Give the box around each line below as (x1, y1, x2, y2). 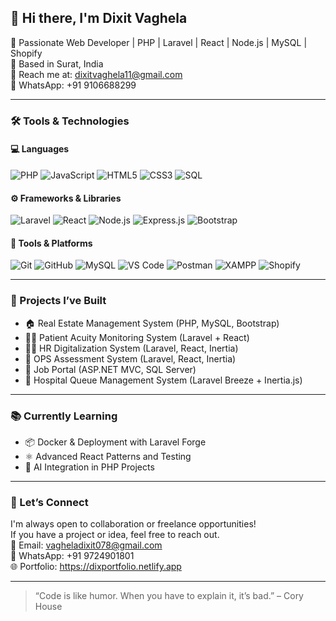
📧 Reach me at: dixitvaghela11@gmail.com (10, 68, 183, 80)
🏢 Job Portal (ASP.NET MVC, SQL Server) (24, 363, 197, 375)
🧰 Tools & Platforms (10, 237, 93, 249)
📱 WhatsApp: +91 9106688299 (10, 79, 137, 91)
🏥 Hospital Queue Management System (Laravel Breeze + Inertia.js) (24, 374, 303, 386)
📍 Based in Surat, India (10, 57, 104, 70)
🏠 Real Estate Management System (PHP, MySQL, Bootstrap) (24, 317, 280, 329)
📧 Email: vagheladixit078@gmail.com (10, 539, 163, 551)
